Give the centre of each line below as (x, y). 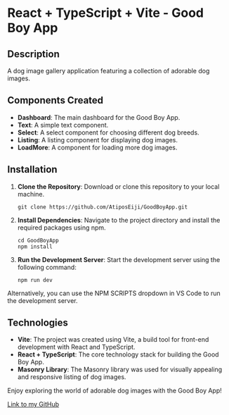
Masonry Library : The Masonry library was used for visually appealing (120, 370)
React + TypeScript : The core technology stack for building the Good (118, 354)
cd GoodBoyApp (38, 240)
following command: (47, 267)
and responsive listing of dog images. (72, 377)
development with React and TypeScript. (76, 347)
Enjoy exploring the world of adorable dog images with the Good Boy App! (115, 391)
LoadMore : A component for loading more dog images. (97, 147)
